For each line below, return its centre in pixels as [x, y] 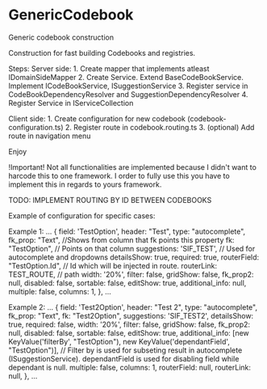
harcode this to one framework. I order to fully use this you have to [119, 175]
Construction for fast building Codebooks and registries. [102, 53]
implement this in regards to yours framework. [85, 184]
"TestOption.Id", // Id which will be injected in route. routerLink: [113, 265]
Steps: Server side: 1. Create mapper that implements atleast [109, 68]
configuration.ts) [36, 127]
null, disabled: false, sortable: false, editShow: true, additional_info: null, [127, 283]
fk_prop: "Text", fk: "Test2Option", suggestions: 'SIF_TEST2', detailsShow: [131, 315]
